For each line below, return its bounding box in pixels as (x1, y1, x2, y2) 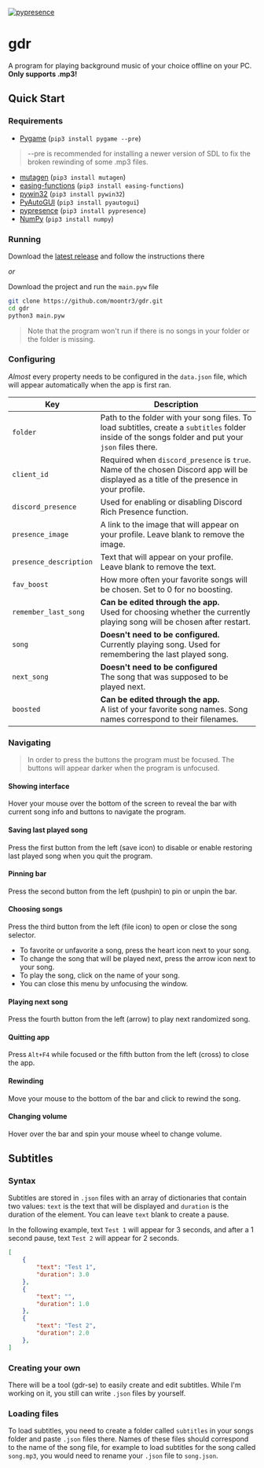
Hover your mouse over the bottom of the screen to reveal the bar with (8, 798, 237, 809)
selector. (8, 930, 37, 939)
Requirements (8, 116, 64, 127)
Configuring (8, 354, 56, 365)
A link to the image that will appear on (100, 519, 240, 530)
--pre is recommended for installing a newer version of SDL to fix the (27, 149, 251, 158)
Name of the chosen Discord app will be (100, 464, 248, 475)
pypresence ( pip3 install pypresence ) (19, 205, 147, 215)
